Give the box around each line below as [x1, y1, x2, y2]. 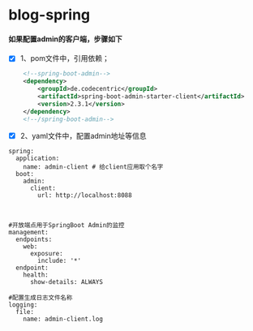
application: [15, 154, 60, 162]
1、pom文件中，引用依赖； [19, 54, 109, 63]
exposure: [29, 249, 63, 257]
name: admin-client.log [23, 315, 104, 323]
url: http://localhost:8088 [37, 191, 132, 200]
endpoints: [15, 235, 53, 243]
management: [8, 228, 49, 236]
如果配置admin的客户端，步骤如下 [8, 34, 123, 44]
